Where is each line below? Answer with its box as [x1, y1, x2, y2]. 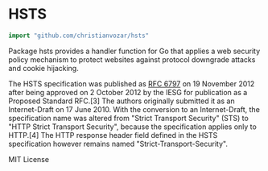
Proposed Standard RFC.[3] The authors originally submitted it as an [8, 96, 235, 106]
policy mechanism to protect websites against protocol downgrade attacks [8, 54, 256, 65]
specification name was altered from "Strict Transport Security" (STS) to [8, 113, 249, 123]
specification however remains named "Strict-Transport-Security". [8, 139, 228, 148]
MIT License [8, 154, 50, 164]
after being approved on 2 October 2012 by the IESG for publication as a [8, 87, 248, 97]
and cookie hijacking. [8, 63, 79, 73]
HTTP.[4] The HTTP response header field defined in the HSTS [8, 130, 218, 140]
